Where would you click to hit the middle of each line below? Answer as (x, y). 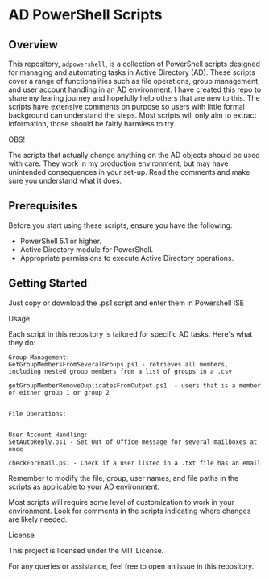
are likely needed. (38, 519)
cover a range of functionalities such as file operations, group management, (134, 81)
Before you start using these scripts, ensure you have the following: (120, 225)
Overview (33, 45)
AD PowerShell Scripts (85, 15)
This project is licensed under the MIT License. (86, 550)
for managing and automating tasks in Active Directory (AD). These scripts (132, 72)
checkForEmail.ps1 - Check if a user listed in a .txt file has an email (135, 463)
